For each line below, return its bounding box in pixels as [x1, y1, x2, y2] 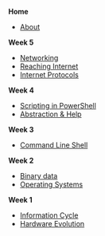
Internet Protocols [19, 70, 80, 79]
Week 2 [8, 155, 34, 165]
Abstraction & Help [19, 109, 82, 119]
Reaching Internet [19, 61, 79, 71]
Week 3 [8, 125, 34, 134]
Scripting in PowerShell [19, 101, 97, 110]
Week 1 [8, 195, 33, 204]
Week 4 [8, 85, 34, 95]
